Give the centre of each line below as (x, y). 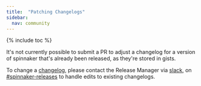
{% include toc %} (29, 41)
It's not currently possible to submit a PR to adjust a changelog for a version (101, 52)
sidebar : (17, 18)
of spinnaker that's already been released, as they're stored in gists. (91, 59)
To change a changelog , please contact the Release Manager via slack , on (99, 70)
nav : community (31, 23)
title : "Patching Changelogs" (46, 12)
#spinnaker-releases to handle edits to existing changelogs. (81, 77)
